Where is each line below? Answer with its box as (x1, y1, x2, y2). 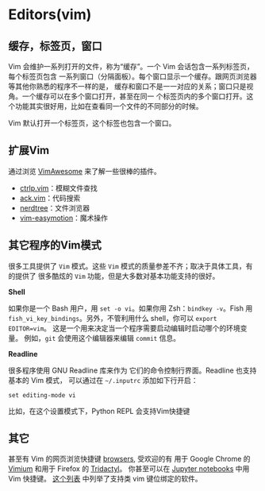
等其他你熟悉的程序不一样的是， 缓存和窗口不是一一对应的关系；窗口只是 (8, 82, 247, 91)
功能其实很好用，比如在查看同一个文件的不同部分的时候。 (14, 102, 203, 110)
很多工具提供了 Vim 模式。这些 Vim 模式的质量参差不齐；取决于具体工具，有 (8, 261, 253, 271)
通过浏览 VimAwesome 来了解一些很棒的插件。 (8, 166, 161, 176)
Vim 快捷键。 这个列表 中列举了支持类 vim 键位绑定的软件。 (8, 474, 202, 484)
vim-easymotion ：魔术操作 (19, 213, 109, 222)
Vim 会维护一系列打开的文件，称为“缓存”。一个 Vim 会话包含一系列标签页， (8, 62, 254, 71)
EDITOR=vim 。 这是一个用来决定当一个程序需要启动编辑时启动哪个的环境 (8, 323, 240, 333)
